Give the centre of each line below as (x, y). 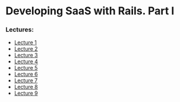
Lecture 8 (26, 87)
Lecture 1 (25, 42)
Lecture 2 (26, 49)
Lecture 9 (26, 93)
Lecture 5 (26, 68)
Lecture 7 (26, 81)
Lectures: (20, 30)
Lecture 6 (26, 74)
